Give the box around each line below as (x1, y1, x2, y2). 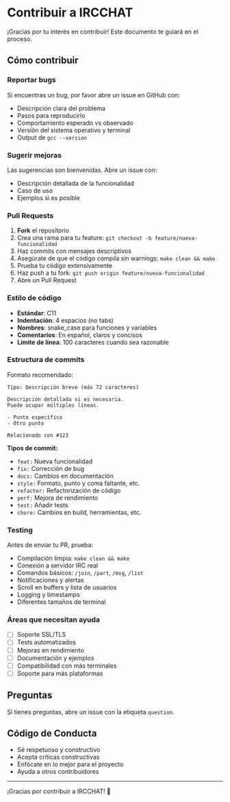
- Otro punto (7, 420, 44, 426)
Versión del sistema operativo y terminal (16, 125, 131, 134)
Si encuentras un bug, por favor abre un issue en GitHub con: (7, 90, 180, 99)
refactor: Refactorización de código (16, 486, 121, 494)
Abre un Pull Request (16, 276, 77, 284)
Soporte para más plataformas (16, 669, 103, 677)
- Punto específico (7, 413, 63, 421)
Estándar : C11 (16, 308, 57, 317)
